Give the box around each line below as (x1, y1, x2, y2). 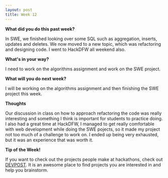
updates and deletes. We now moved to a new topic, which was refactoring (5, 41, 161, 47)
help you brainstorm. (5, 167, 48, 173)
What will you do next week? (5, 75, 66, 81)
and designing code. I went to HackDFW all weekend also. (5, 46, 126, 52)
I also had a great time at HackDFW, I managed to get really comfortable (5, 121, 154, 127)
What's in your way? (5, 56, 49, 62)
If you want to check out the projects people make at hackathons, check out (5, 156, 163, 162)
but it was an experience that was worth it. (5, 137, 94, 143)
